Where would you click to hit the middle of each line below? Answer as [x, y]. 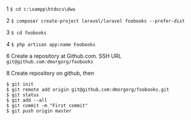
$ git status [23, 95]
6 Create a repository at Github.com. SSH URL [64, 56]
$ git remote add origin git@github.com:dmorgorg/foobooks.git [88, 90]
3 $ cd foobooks [26, 32]
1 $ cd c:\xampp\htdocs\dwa [41, 9]
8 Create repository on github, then [50, 73]
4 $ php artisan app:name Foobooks [51, 44]
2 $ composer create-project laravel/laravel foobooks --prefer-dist [95, 20]
